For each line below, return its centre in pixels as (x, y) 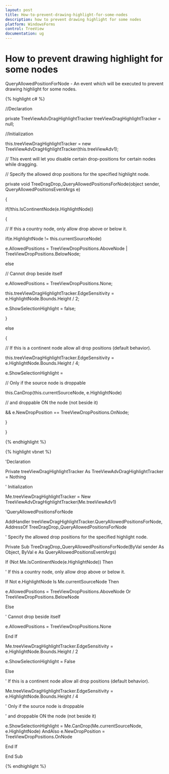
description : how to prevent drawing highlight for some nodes (73, 19)
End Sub (14, 756)
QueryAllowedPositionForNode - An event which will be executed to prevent (84, 83)
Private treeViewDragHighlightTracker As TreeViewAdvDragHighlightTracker (84, 471)
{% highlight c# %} (25, 99)
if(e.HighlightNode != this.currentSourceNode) (54, 238)
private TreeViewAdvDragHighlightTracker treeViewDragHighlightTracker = (83, 118)
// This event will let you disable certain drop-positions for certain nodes (80, 159)
